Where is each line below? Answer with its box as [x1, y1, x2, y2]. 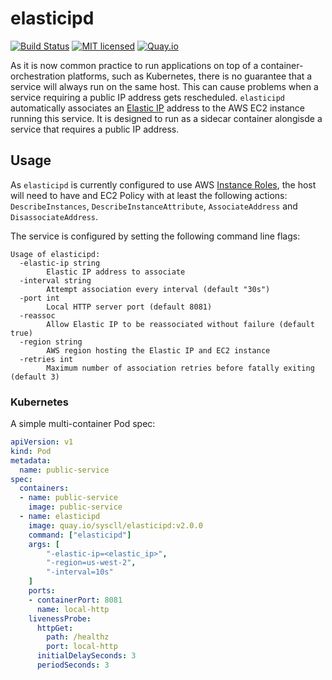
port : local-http [46, 642, 118, 652]
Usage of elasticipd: [10, 249, 101, 259]
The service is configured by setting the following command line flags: [10, 230, 301, 242]
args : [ [28, 539, 60, 549]
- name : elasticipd [19, 512, 101, 522]
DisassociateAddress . [10, 210, 99, 222]
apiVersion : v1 [10, 437, 74, 447]
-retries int [19, 354, 74, 364]
